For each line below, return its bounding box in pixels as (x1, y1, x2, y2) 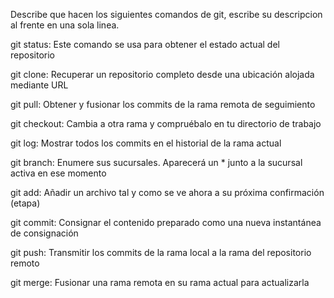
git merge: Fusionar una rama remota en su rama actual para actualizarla (10, 277, 310, 288)
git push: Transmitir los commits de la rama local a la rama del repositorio (10, 247, 312, 258)
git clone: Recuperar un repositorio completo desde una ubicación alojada (10, 69, 315, 80)
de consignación (10, 227, 79, 239)
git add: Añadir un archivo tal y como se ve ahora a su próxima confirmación (10, 187, 325, 198)
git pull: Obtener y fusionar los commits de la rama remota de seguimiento (10, 99, 316, 110)
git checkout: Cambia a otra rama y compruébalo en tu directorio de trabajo (10, 118, 322, 129)
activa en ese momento (10, 167, 107, 179)
